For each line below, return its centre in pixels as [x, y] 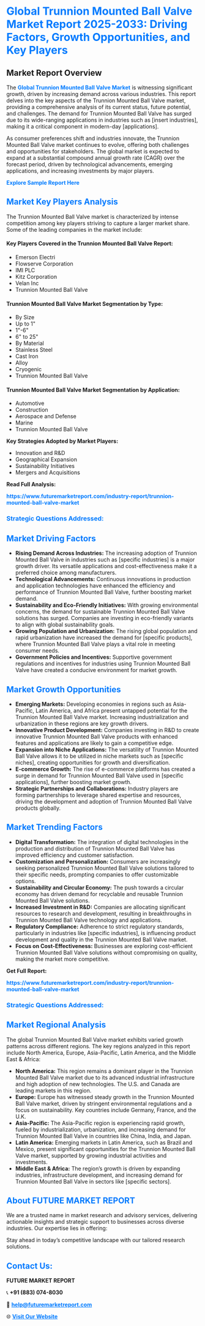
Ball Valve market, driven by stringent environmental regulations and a [103, 1103]
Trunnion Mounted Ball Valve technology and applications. [88, 920]
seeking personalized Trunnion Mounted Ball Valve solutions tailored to [105, 868]
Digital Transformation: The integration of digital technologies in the [102, 842]
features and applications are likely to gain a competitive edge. [94, 743]
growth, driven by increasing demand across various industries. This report [101, 94]
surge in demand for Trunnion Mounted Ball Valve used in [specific [99, 776]
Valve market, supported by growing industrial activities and [91, 1155]
